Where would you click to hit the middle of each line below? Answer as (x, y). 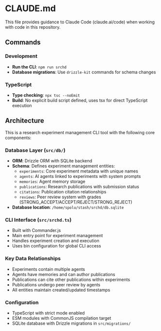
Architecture (25, 121)
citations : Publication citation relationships (63, 192)
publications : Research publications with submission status (79, 187)
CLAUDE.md (31, 9)
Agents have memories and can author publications (64, 274)
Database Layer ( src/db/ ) (35, 150)
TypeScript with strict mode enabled (48, 313)
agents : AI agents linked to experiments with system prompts (80, 176)
